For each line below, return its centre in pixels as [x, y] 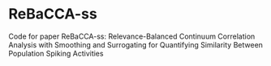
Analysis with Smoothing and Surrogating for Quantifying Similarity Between [136, 44]
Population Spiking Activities [56, 53]
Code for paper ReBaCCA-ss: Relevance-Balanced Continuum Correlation [132, 36]
